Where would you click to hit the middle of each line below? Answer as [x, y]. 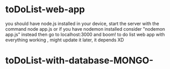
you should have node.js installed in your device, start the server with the [82, 24]
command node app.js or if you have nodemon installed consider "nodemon [85, 29]
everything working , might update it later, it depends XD [65, 40]
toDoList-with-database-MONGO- [79, 61]
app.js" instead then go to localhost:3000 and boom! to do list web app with [85, 34]
